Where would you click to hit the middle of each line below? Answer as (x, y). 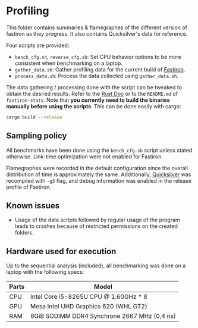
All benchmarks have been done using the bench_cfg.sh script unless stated (99, 150)
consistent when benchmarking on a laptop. (69, 63)
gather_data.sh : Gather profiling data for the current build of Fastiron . (100, 69)
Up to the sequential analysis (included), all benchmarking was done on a (96, 265)
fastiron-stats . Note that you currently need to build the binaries (88, 100)
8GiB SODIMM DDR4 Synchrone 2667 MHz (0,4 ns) (103, 316)
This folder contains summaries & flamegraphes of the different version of (97, 27)
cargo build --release (34, 117)
